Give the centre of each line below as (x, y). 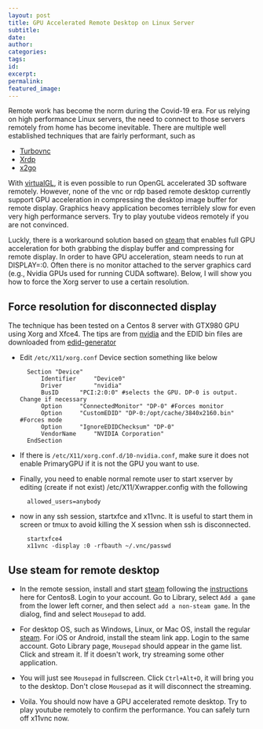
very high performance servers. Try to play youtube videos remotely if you (129, 216)
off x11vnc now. (44, 718)
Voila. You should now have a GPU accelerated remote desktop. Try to (133, 701)
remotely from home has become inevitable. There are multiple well (117, 127)
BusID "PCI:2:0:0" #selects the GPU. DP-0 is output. (139, 393)
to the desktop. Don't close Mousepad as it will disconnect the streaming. (135, 686)
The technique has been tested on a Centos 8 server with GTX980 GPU (124, 326)
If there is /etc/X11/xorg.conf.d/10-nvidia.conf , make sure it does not (134, 455)
